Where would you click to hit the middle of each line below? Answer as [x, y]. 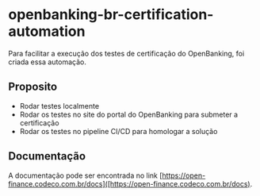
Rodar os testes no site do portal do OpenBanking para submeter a [129, 114]
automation [47, 31]
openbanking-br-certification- [111, 15]
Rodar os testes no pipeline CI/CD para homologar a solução [119, 131]
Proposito [33, 87]
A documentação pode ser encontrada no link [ [85, 175]
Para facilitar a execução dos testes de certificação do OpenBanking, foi [126, 53]
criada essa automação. [48, 62]
